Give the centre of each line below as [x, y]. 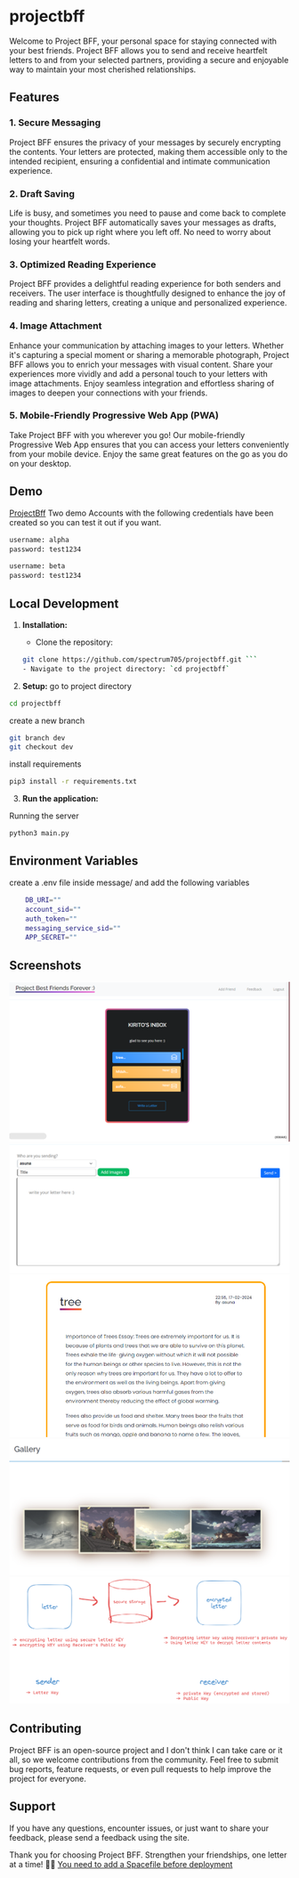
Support [32, 1806]
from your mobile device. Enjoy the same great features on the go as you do [149, 454]
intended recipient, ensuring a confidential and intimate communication [140, 161]
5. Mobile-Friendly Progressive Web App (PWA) [114, 416]
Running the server [44, 816]
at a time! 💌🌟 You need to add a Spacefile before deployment [121, 1864]
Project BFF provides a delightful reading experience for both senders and [145, 284]
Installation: [45, 624]
